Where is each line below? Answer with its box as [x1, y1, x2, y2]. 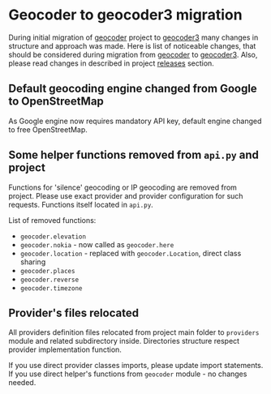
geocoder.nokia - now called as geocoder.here [19, 239, 174, 249]
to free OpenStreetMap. [8, 124, 88, 135]
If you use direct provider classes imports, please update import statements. [8, 361, 264, 370]
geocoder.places [19, 267, 75, 275]
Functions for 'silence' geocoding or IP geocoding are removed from [8, 182, 238, 192]
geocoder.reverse [19, 276, 80, 284]
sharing [19, 257, 46, 267]
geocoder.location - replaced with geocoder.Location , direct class [19, 248, 242, 258]
